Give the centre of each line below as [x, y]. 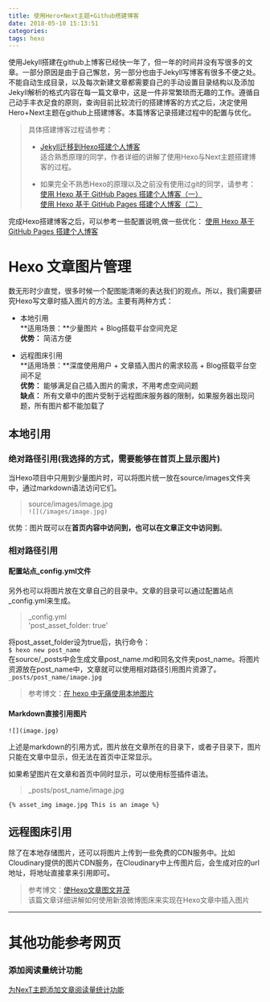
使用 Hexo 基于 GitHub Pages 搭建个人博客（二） [121, 204]
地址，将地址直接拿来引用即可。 [61, 873]
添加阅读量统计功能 [45, 971]
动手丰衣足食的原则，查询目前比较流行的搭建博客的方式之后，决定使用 [131, 102]
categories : [28, 31]
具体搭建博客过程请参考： [70, 130]
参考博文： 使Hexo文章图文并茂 [79, 890]
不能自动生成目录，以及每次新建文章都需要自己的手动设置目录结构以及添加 [131, 82]
